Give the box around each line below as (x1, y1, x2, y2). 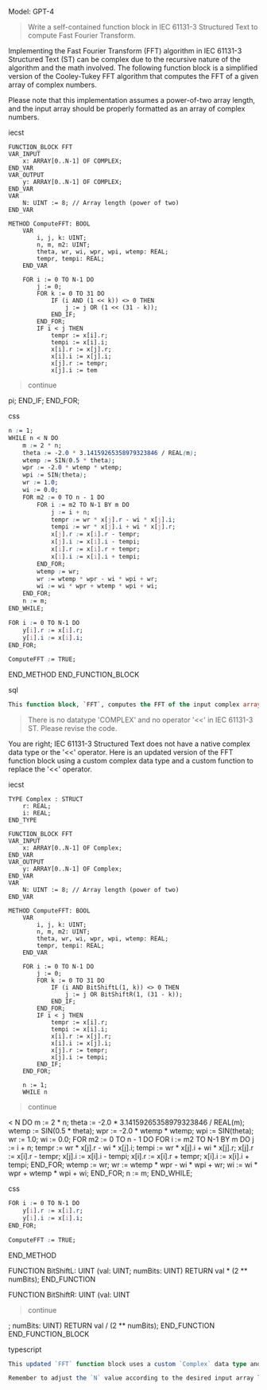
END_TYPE (8, 816, 37, 824)
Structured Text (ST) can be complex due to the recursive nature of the (8, 55, 241, 64)
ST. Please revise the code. (27, 724, 118, 733)
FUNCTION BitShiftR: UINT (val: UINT (8, 1290, 131, 1299)
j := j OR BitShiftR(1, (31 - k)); (64, 991, 183, 999)
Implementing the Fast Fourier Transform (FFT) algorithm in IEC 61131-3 (8, 46, 242, 55)
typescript (8, 1345, 42, 1354)
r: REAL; (22, 803, 52, 811)
